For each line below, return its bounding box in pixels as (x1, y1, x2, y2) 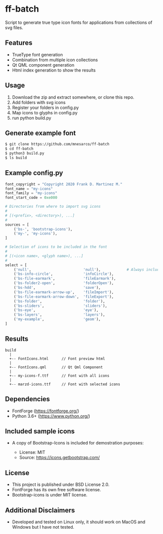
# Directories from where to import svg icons (5, 204, 101, 209)
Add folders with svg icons (12, 99, 66, 105)
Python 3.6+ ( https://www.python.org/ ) (12, 413, 91, 419)
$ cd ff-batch (5, 146, 34, 151)
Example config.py (5, 169, 63, 177)
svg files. (5, 24, 23, 30)
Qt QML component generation (12, 62, 75, 68)
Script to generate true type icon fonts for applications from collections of (5, 19, 153, 25)
